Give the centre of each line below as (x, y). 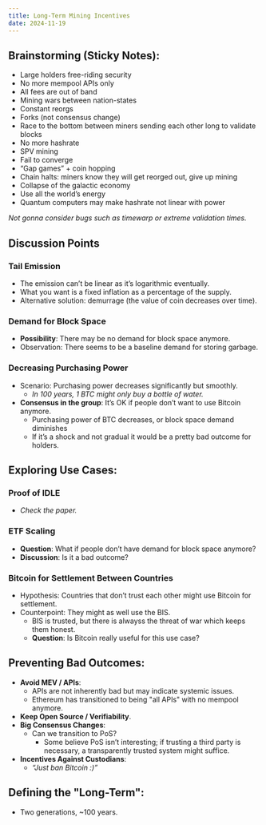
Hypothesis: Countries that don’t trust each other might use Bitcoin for (135, 595)
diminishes (50, 428)
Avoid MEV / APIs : (50, 682)
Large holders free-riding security (75, 75)
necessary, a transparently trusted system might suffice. (137, 751)
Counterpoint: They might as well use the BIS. (95, 612)
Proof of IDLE (34, 493)
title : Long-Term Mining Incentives (69, 16)
